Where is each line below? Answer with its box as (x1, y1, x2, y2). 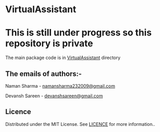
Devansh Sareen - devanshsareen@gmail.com (5, 93, 103, 99)
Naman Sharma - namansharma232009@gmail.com (5, 83, 116, 89)
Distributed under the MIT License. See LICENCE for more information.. (5, 121, 155, 127)
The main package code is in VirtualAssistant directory (5, 55, 121, 61)
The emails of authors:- (5, 69, 82, 78)
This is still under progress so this (5, 27, 152, 39)
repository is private (5, 38, 94, 49)
